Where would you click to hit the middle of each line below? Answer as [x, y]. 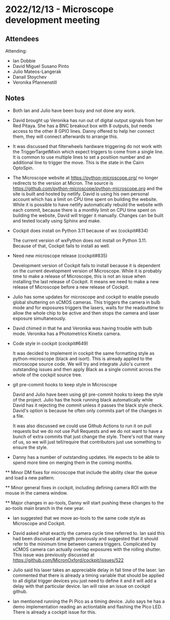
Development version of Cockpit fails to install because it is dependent [87, 265]
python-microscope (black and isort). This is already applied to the [82, 358]
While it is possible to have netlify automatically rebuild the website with [88, 204]
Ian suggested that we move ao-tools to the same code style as [79, 518]
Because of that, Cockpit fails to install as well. [61, 246]
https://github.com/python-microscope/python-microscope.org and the [88, 188]
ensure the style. [30, 447]
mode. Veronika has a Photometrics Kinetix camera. [67, 334]
